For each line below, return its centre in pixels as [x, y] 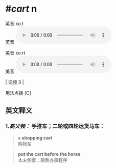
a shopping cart [35, 137]
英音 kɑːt [15, 23]
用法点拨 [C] [18, 93]
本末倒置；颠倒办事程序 [42, 160]
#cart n [21, 9]
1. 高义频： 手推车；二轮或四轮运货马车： [55, 126]
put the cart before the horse [49, 154]
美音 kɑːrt [15, 53]
